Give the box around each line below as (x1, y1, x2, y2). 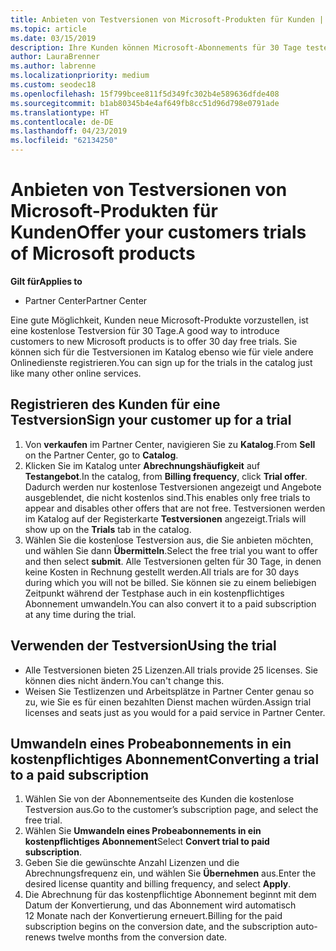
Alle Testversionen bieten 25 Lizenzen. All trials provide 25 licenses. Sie (24, 664, 318, 676)
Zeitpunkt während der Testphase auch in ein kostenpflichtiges (24, 587, 285, 599)
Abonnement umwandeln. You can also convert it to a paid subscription (24, 597, 317, 610)
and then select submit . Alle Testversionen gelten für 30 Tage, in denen (24, 555, 322, 567)
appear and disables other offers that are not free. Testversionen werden (24, 502, 326, 514)
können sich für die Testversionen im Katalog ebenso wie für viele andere (10, 346, 314, 358)
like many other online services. (10, 367, 142, 379)
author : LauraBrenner (10, 52, 101, 62)
